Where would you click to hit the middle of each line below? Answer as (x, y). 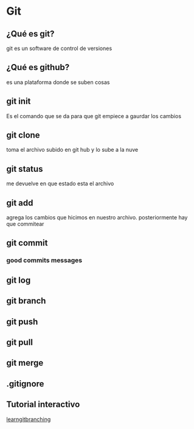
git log (19, 280)
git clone (23, 135)
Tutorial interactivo (43, 404)
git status (25, 169)
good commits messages (44, 260)
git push (22, 321)
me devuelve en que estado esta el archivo (60, 183)
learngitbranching (29, 419)
